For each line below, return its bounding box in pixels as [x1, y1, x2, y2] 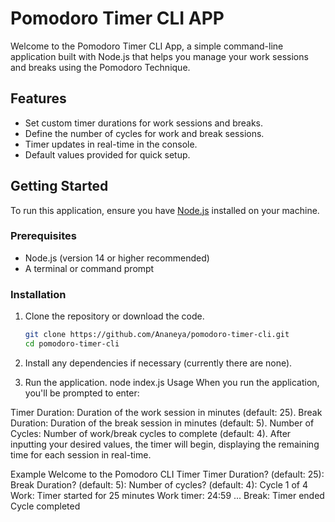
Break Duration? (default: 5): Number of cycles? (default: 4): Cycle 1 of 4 [10, 478, 308, 491]
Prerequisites [10, 229, 77, 243]
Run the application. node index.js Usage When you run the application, [24, 376, 320, 388]
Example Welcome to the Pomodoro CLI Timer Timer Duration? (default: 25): [10, 468, 325, 480]
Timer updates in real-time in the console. [24, 138, 198, 150]
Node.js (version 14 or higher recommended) [24, 252, 210, 264]
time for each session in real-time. [10, 448, 152, 461]
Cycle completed [10, 500, 81, 512]
